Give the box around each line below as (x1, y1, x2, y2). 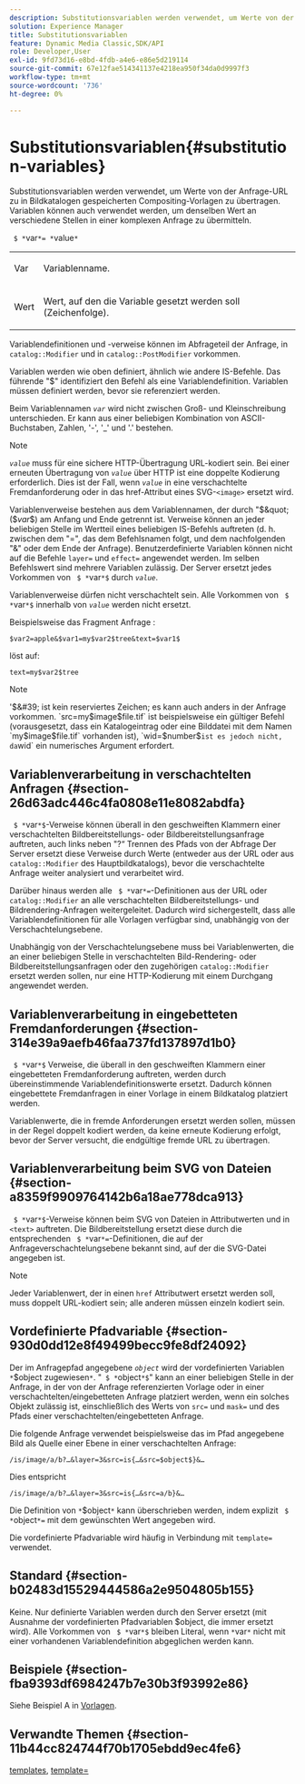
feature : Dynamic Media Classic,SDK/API (9, 38, 165, 48)
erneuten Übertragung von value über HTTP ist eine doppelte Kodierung (9, 468, 280, 479)
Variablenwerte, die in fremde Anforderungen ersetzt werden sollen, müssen (9, 1115, 296, 1126)
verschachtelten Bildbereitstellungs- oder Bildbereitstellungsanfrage (9, 829, 265, 840)
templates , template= (9, 1765, 89, 1776)
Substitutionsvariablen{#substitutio (9, 136, 288, 157)
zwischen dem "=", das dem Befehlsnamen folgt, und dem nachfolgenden (9, 533, 286, 544)
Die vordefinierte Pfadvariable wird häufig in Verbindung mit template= (9, 1532, 273, 1543)
